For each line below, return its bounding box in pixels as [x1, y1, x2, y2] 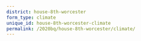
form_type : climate [6, 14, 56, 20]
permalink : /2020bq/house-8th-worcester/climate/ [6, 25, 136, 32]
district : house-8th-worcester [6, 8, 86, 15]
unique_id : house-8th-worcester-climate [6, 20, 112, 26]
